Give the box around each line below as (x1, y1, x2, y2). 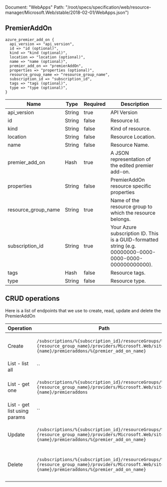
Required (83, 100, 106, 107)
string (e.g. (110, 242, 136, 249)
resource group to (110, 203, 153, 210)
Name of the (110, 197, 140, 204)
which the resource (110, 209, 156, 216)
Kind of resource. (110, 125, 151, 132)
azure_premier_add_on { (5, 37, 55, 42)
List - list (7, 360, 29, 367)
